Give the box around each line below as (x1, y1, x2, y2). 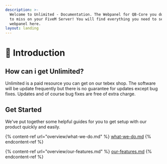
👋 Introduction (5, 47, 66, 59)
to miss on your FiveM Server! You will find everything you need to (9, 16, 157, 21)
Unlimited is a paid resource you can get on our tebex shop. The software (5, 80, 156, 86)
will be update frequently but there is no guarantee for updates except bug (5, 86, 158, 92)
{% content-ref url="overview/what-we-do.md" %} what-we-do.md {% (5, 133, 152, 140)
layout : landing (5, 26, 39, 31)
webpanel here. (9, 21, 41, 26)
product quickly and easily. (5, 124, 61, 130)
